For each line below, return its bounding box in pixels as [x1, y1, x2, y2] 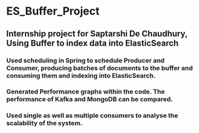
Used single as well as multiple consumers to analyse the [6, 111, 178, 120]
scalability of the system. [6, 119, 83, 128]
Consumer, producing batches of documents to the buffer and [6, 64, 193, 72]
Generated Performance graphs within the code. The [6, 87, 165, 96]
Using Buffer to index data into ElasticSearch [6, 38, 179, 48]
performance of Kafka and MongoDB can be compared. [6, 95, 173, 104]
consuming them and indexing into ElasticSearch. [6, 71, 156, 80]
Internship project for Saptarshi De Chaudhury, [6, 29, 188, 39]
